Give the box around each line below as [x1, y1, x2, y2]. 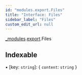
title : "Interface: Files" [5, 12, 63, 17]
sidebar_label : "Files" [5, 17, 56, 22]
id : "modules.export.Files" [5, 7, 65, 13]
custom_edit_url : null [5, 21, 53, 27]
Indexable [5, 51, 38, 59]
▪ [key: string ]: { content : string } [5, 64, 77, 70]
